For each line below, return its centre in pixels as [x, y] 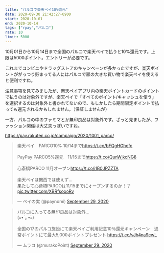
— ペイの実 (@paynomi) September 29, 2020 [63, 201]
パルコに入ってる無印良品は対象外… [53, 212]
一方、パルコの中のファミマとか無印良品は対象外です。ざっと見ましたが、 [80, 119]
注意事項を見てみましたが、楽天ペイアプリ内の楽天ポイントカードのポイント [82, 91]
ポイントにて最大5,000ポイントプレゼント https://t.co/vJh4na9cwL [89, 235]
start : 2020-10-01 [24, 19]
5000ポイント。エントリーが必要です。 [53, 57]
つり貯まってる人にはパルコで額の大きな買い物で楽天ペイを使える [93, 74]
